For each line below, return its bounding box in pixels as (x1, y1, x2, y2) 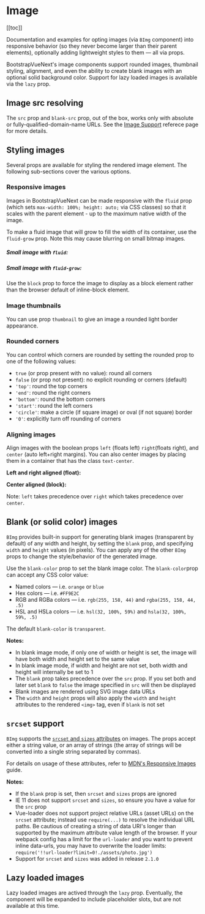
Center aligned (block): (6, 481, 67, 489)
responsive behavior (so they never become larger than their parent (6, 42, 177, 50)
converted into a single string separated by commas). (6, 747, 141, 755)
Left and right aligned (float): (6, 469, 81, 476)
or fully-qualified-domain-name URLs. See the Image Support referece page (6, 121, 199, 128)
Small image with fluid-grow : (6, 264, 82, 271)
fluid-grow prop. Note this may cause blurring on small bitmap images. (6, 234, 185, 242)
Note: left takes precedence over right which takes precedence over (6, 493, 184, 500)
